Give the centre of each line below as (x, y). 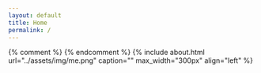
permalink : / (30, 30)
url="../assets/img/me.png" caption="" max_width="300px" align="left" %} (131, 60)
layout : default (35, 15)
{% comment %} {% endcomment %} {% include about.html (107, 53)
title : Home (28, 23)
